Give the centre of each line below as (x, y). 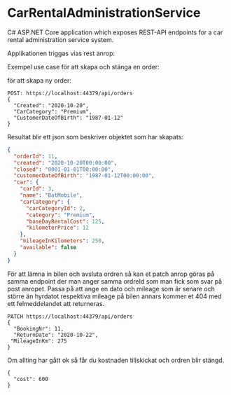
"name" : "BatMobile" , (51, 195)
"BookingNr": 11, (39, 328)
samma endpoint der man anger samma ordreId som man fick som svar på (115, 281)
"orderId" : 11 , (36, 156)
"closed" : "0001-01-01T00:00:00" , (64, 169)
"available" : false (48, 248)
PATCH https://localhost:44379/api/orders (70, 317)
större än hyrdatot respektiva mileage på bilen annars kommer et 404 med (114, 296)
